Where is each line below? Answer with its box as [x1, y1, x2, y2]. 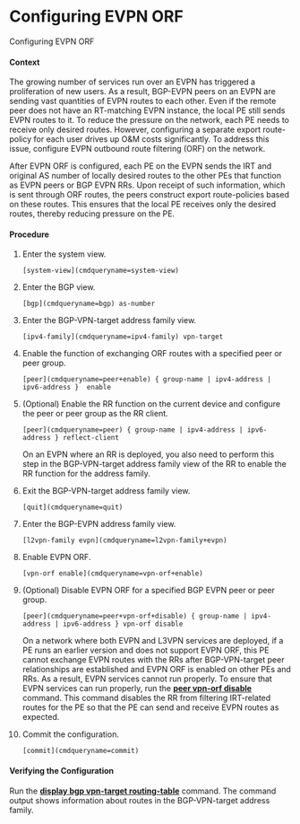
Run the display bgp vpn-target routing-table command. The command [9, 785, 277, 796]
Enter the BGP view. [21, 282, 96, 293]
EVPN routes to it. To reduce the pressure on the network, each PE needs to [9, 115, 289, 126]
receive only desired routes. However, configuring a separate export [9, 124, 261, 136]
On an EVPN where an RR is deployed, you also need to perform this [21, 449, 275, 460]
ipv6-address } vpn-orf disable [62, 619, 184, 629]
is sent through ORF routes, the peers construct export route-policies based [9, 189, 289, 200]
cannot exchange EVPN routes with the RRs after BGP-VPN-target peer [21, 654, 285, 665]
